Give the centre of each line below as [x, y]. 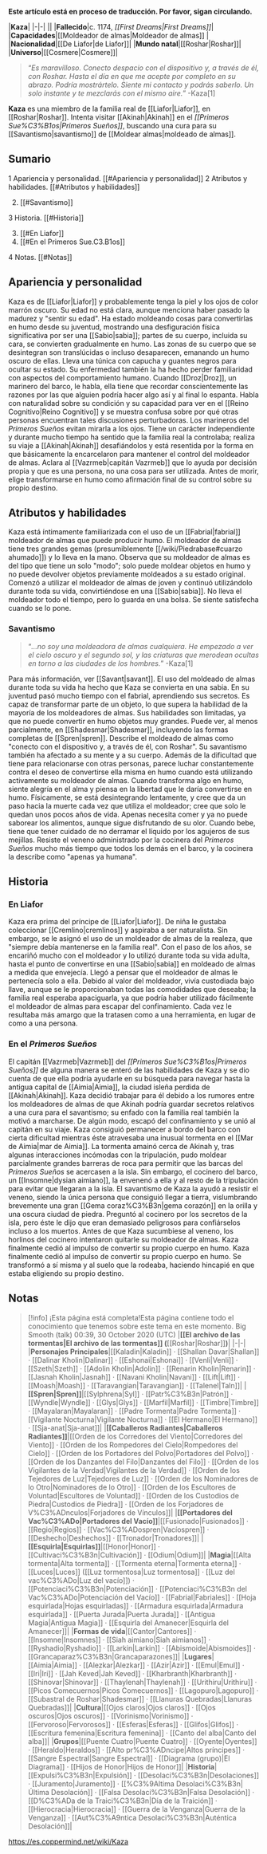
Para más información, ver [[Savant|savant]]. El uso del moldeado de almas [132, 679]
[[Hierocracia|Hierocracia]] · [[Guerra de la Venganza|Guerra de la [136, 1809]
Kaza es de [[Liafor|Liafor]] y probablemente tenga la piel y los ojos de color [133, 301]
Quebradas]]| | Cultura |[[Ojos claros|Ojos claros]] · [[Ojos [122, 1707]
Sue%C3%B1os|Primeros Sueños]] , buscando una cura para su [112, 126]
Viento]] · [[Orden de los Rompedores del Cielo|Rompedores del [133, 1445]
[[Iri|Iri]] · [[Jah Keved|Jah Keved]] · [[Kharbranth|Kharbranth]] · [132, 1673]
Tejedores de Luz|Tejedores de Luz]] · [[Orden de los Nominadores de [143, 1478]
